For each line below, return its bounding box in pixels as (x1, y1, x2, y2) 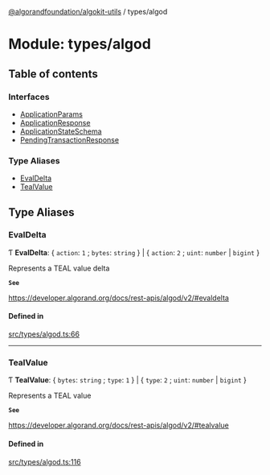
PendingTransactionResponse (19, 134, 119, 144)
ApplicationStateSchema (19, 126, 102, 136)
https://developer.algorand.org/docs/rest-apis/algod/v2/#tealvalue (8, 420, 229, 430)
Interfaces (8, 91, 50, 102)
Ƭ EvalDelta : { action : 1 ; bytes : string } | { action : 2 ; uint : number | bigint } (8, 247, 260, 257)
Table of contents (8, 67, 98, 81)
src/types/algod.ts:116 (8, 456, 82, 466)
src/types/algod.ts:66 (8, 329, 80, 339)
